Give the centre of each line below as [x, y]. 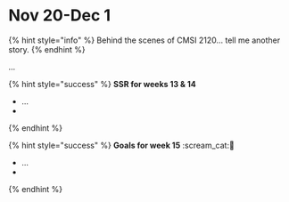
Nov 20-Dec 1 [60, 16]
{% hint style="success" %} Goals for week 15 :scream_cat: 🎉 [122, 145]
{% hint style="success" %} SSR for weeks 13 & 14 [103, 84]
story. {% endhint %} [47, 49]
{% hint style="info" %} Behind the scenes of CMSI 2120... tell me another [144, 40]
